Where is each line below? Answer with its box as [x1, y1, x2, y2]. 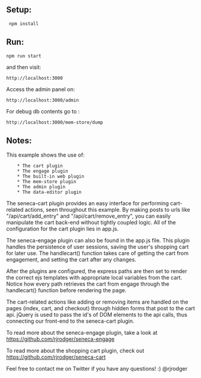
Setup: [6, 5, 32, 15]
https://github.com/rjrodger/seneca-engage [6, 335, 115, 343]
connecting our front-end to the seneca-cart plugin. [6, 317, 134, 325]
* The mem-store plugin [17, 179, 77, 185]
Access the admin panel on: [6, 85, 75, 92]
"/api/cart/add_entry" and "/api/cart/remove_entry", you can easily [6, 212, 171, 220]
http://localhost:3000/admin [6, 97, 79, 103]
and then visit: [6, 63, 41, 71]
